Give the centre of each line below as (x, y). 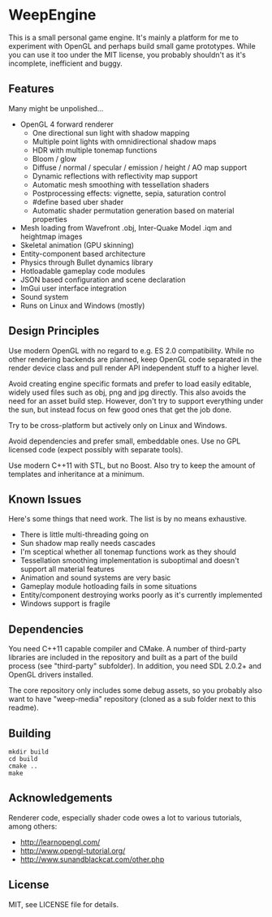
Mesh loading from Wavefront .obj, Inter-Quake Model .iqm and (126, 227)
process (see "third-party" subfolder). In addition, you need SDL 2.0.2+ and (135, 666)
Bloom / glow (54, 158)
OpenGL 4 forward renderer (67, 124)
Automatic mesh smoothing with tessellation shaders (121, 184)
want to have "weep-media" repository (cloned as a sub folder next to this (132, 699)
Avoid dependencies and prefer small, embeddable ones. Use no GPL (125, 441)
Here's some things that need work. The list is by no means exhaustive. (128, 519)
